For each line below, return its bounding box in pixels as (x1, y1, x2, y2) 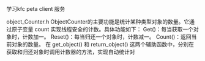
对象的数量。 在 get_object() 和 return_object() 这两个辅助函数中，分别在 (11, 41, 195, 48)
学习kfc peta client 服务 (6, 5, 65, 12)
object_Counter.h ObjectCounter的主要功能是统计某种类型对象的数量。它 (6, 18, 190, 25)
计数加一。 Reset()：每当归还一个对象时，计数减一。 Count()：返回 (22, 33, 192, 40)
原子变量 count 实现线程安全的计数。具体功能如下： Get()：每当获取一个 (11, 26, 194, 33)
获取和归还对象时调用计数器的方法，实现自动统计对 (6, 48, 135, 56)
